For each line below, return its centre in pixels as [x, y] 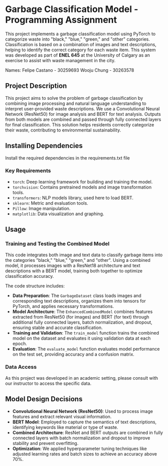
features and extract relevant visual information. [62, 416]
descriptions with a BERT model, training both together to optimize [74, 271]
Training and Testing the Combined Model [57, 244]
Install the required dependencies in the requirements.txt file [68, 158]
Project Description [36, 86]
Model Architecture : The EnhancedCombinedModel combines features [82, 312]
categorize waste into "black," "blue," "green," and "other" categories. [78, 39]
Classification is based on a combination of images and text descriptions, [81, 44]
